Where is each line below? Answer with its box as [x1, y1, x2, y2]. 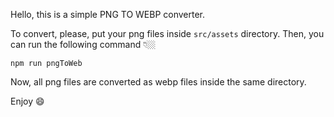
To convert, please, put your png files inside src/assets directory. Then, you [10, 28, 325, 39]
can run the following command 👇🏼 [10, 39, 157, 50]
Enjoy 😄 [10, 95, 45, 107]
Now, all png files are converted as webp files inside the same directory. [10, 76, 307, 88]
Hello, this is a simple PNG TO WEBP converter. [10, 9, 206, 20]
